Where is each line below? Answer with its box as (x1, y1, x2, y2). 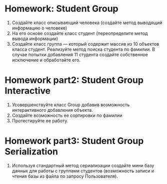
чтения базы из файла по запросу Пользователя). (11, 173, 118, 179)
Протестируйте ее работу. (11, 117, 68, 123)
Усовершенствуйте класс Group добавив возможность (11, 101, 130, 108)
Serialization (4, 146, 58, 157)
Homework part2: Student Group (4, 75, 143, 86)
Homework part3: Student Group (4, 135, 144, 147)
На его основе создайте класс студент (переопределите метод (11, 30, 148, 36)
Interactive (4, 85, 51, 97)
